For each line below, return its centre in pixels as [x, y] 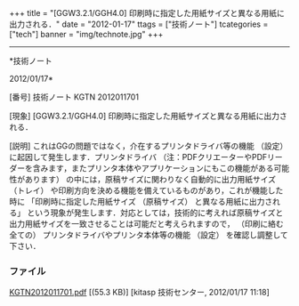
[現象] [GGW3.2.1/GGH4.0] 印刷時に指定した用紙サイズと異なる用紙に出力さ [148, 116]
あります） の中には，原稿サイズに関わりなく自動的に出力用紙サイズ [150, 179]
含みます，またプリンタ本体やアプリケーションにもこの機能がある [153, 168]
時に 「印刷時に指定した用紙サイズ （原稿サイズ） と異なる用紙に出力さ [141, 201]
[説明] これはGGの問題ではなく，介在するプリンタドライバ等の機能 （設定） [149, 146]
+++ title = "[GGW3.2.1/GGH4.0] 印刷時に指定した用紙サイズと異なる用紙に [147, 13]
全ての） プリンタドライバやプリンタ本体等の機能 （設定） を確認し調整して [149, 235]
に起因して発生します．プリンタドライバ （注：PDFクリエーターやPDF [138, 157]
